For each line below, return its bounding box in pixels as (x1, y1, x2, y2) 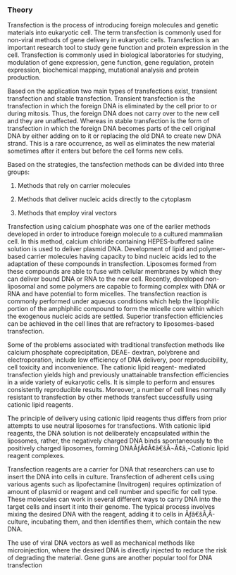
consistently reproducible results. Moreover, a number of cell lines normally (7, 386, 227, 394)
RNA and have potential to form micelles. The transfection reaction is (7, 290, 208, 298)
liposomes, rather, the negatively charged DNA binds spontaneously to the (7, 436, 224, 445)
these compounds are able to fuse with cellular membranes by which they (7, 267, 222, 276)
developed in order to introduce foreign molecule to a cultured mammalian (7, 230, 223, 239)
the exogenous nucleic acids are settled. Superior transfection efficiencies (7, 312, 223, 321)
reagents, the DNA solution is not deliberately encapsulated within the (7, 429, 210, 438)
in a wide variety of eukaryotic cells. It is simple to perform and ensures (7, 378, 215, 386)
